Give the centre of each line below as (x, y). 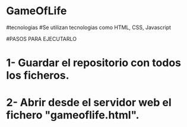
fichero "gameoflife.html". (73, 115)
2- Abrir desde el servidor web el (89, 103)
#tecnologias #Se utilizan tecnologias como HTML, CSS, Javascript (88, 27)
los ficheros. (38, 76)
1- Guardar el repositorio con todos (93, 63)
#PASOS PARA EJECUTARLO (42, 39)
